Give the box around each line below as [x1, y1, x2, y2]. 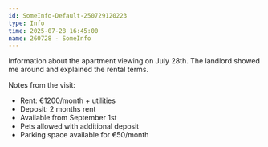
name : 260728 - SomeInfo [8, 34, 91, 43]
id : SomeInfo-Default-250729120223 [8, 11, 128, 20]
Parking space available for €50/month [19, 130, 149, 140]
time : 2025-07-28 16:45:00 [8, 27, 99, 35]
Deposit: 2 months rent [19, 104, 96, 114]
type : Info [8, 19, 45, 27]
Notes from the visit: [8, 80, 76, 90]
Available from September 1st [19, 113, 117, 123]
